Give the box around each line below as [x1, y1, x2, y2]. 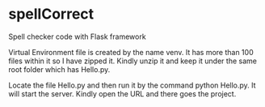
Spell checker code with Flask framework [8, 32, 147, 41]
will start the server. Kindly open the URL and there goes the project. [8, 88, 237, 98]
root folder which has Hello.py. [8, 64, 111, 74]
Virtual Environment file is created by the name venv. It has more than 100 [8, 47, 254, 57]
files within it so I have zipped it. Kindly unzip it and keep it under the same [8, 56, 257, 66]
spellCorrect [8, 5, 95, 24]
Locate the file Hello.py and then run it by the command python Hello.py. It [8, 80, 256, 90]
